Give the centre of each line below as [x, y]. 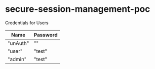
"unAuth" [19, 43]
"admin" [17, 59]
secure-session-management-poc [78, 9]
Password [46, 34]
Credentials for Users [27, 23]
